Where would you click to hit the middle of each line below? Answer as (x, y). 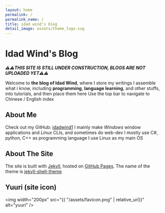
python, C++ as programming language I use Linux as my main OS (74, 138)
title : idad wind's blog (31, 24)
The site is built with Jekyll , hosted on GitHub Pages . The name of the (78, 166)
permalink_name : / (24, 19)
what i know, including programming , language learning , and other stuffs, (82, 89)
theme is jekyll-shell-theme (34, 171)
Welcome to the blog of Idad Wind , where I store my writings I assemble (80, 83)
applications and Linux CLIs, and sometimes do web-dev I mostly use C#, (81, 133)
